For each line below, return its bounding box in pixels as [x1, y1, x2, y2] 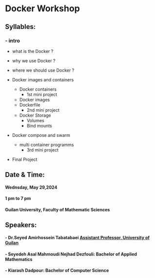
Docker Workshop [5, 3, 80, 14]
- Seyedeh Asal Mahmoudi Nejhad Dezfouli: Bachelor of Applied [5, 251, 137, 257]
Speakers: [5, 221, 37, 229]
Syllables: [5, 23, 36, 31]
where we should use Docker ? [12, 67, 75, 73]
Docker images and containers [12, 76, 74, 82]
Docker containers [19, 86, 57, 92]
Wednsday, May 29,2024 [5, 184, 58, 190]
